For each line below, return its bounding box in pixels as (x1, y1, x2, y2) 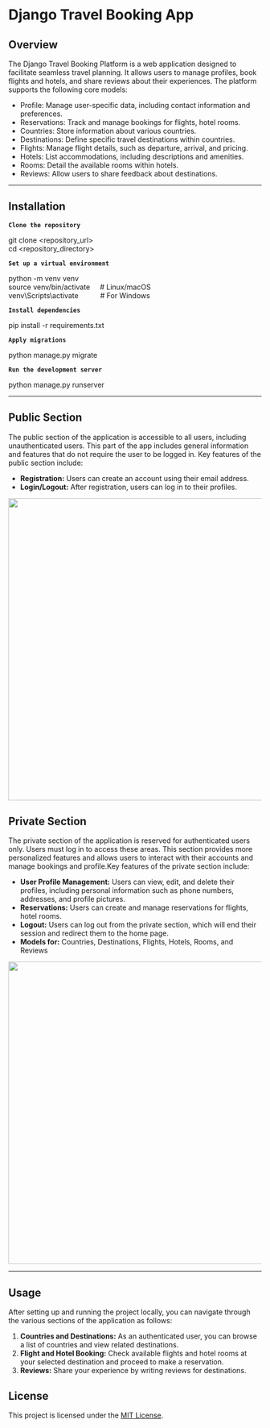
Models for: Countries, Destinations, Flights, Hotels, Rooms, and (19, 937, 234, 947)
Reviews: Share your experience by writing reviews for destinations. (19, 1366, 247, 1376)
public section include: (8, 458, 84, 467)
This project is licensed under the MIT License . (8, 1410, 164, 1420)
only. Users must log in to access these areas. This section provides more (8, 845, 253, 854)
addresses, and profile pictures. (19, 895, 126, 904)
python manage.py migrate (8, 350, 98, 359)
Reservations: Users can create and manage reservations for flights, (19, 903, 249, 912)
